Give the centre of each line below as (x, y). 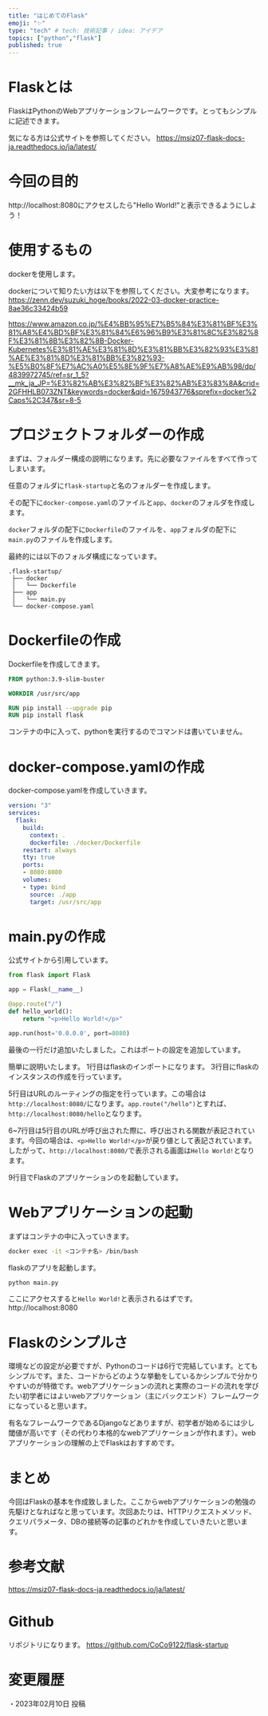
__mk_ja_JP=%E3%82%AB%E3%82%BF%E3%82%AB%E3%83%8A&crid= (134, 383)
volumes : (37, 880)
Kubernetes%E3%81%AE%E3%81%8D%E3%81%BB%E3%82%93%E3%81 (133, 349)
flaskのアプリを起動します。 (55, 1267)
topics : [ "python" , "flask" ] (55, 38)
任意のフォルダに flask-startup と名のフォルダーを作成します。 (112, 485)
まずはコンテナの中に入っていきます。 (71, 1236)
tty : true (39, 858)
